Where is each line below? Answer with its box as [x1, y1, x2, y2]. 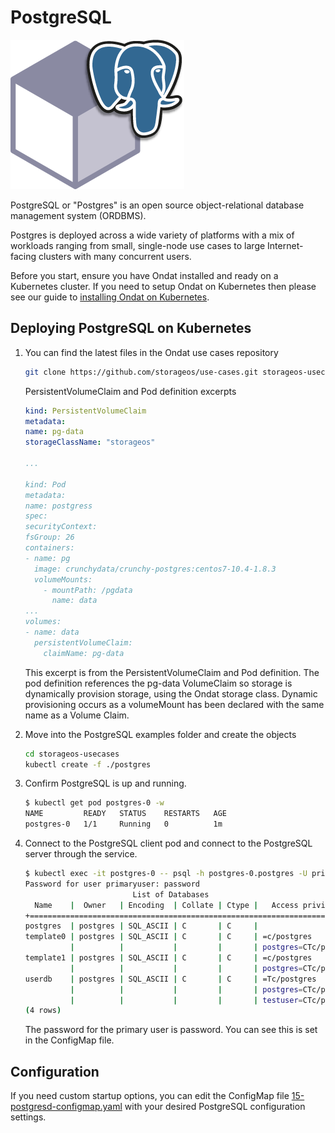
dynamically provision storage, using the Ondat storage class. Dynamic [24, 687, 318, 700]
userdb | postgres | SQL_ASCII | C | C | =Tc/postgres [24, 974, 317, 984]
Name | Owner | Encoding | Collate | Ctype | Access [34, 900, 299, 910]
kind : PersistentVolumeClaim [24, 406, 147, 416]
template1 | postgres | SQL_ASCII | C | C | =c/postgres [24, 953, 313, 963]
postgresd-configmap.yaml [10, 1101, 123, 1113]
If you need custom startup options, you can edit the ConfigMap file [10, 1090, 290, 1102]
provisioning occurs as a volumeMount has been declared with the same [24, 698, 325, 710]
